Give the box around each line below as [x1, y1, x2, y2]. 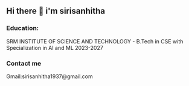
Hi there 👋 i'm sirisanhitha [6, 6, 106, 16]
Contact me [6, 59, 42, 67]
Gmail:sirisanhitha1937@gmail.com [6, 73, 93, 80]
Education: [6, 24, 39, 32]
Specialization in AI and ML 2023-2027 [6, 44, 104, 51]
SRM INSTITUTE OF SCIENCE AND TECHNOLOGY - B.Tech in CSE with [6, 37, 184, 45]
